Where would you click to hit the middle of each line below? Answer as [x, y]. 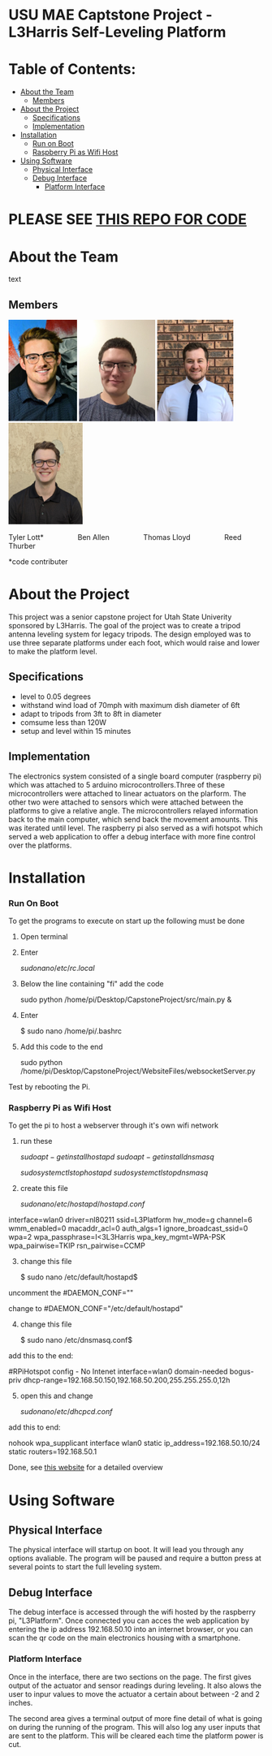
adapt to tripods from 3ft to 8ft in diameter [91, 714]
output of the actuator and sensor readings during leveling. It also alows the [135, 1685]
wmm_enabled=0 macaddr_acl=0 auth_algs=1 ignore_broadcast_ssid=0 [128, 1228]
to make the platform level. [53, 651]
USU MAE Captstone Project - [110, 15]
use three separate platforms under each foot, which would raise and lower [134, 643]
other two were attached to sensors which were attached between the [126, 802]
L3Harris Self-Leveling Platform [117, 32]
